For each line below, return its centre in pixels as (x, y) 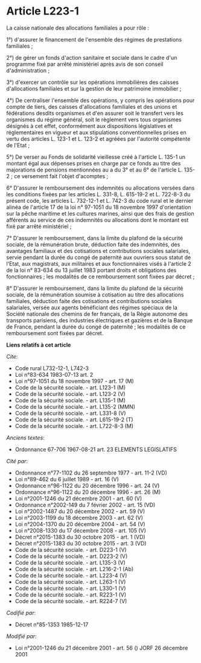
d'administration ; (28, 70)
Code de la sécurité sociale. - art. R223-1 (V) (71, 594)
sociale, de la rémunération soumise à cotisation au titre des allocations (95, 295)
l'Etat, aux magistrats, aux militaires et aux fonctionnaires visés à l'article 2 (99, 263)
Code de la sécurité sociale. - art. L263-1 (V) (70, 581)
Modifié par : (22, 636)
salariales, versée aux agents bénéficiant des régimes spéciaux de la (92, 307)
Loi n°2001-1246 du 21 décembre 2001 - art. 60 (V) (78, 498)
